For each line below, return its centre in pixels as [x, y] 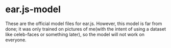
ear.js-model [33, 9]
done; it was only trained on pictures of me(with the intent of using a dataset [86, 29]
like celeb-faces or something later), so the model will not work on [75, 34]
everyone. [16, 40]
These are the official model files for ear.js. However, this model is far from [84, 23]
